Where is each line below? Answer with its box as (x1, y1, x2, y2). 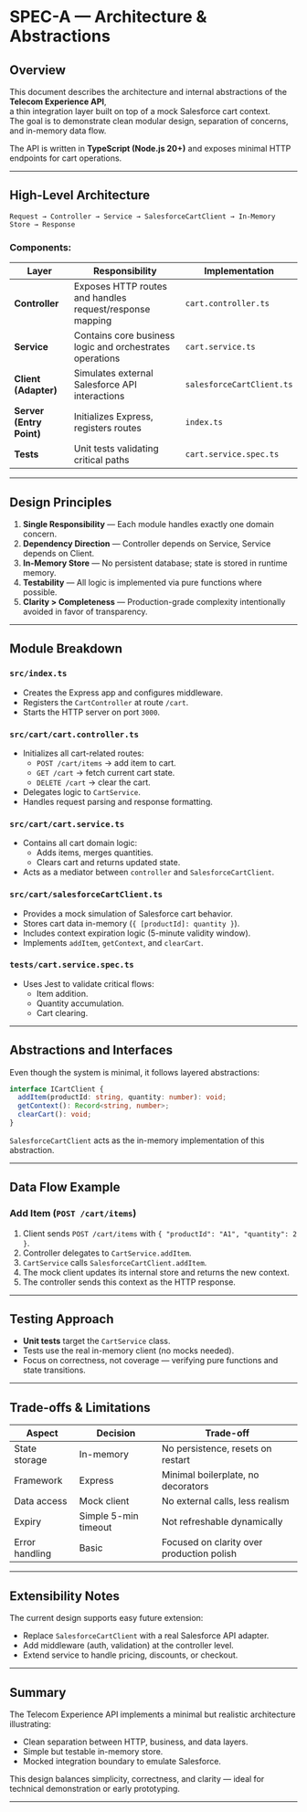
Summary (9, 1684, 67, 1701)
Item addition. (36, 988, 89, 999)
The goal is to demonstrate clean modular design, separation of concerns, (9, 116, 289, 126)
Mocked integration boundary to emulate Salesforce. (22, 1755, 222, 1766)
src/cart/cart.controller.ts (9, 729, 140, 739)
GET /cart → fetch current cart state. (36, 767, 175, 778)
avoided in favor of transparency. (22, 606, 148, 617)
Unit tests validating (73, 442, 159, 455)
